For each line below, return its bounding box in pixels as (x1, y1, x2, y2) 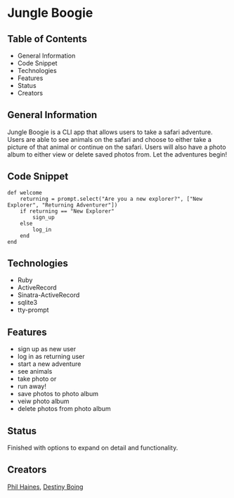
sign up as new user (17, 345, 77, 353)
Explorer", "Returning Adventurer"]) (7, 202, 118, 209)
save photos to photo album (17, 390, 99, 398)
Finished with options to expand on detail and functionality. (7, 444, 178, 452)
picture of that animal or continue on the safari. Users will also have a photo (7, 143, 226, 151)
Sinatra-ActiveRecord (17, 291, 80, 299)
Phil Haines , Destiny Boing (7, 483, 84, 491)
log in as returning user (17, 353, 85, 361)
